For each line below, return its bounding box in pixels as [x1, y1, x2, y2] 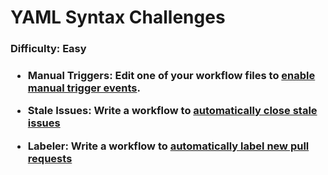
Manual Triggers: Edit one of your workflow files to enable [27, 69, 316, 83]
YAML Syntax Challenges [10, 6, 226, 29]
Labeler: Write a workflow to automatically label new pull [27, 139, 310, 153]
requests [27, 151, 73, 165]
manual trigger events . [27, 81, 141, 95]
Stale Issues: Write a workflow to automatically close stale [27, 104, 318, 118]
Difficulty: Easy [10, 42, 87, 56]
